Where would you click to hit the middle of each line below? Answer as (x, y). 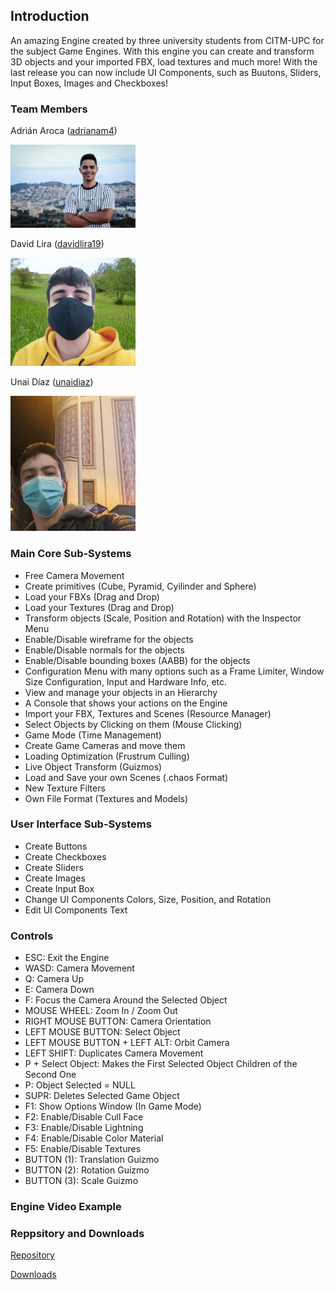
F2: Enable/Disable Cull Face (84, 1117)
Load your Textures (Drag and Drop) (99, 607)
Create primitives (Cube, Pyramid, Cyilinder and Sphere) (140, 586)
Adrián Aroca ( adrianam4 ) (64, 131)
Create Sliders (54, 867)
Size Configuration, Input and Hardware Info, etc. (126, 681)
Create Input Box (59, 888)
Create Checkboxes (65, 856)
